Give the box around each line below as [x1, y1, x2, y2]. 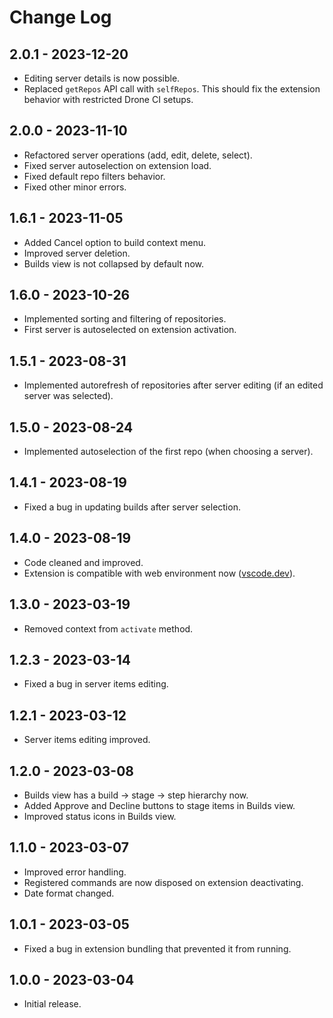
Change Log [9, 6, 112, 29]
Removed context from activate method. [23, 622, 194, 635]
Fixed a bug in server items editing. [23, 678, 169, 690]
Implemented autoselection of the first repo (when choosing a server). [23, 446, 314, 458]
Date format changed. [23, 887, 115, 899]
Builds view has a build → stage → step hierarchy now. [23, 789, 249, 801]
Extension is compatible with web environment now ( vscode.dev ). [23, 567, 296, 579]
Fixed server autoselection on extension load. [23, 159, 212, 171]
